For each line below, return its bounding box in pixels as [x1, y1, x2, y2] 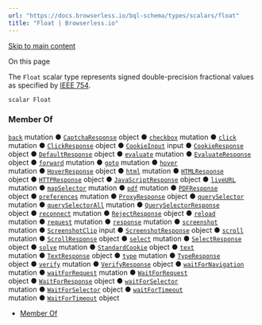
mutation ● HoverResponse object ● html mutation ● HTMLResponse [8, 166, 225, 175]
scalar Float [8, 96, 52, 104]
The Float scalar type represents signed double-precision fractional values [8, 72, 254, 81]
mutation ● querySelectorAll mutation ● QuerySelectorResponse [8, 200, 220, 209]
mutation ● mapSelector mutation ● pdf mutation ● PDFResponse [8, 182, 218, 192]
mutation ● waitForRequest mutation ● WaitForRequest [8, 268, 188, 277]
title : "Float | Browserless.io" [8, 19, 119, 27]
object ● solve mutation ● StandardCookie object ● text [8, 242, 195, 252]
